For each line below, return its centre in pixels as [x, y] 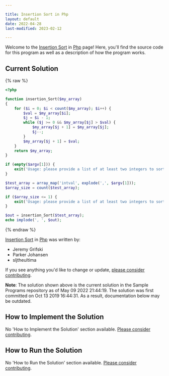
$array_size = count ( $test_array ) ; [43, 187]
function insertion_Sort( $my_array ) [44, 99]
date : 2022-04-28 [23, 24]
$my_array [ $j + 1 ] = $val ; [52, 141]
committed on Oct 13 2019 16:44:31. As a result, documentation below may [82, 296]
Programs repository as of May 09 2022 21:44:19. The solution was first [79, 291]
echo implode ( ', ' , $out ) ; [33, 220]
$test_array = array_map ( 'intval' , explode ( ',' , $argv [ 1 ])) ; [71, 183]
